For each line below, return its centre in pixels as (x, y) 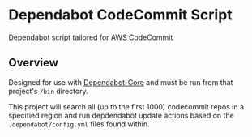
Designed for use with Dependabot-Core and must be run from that (121, 82)
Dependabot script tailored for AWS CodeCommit (91, 37)
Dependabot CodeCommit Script (120, 15)
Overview (34, 63)
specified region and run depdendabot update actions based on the (122, 115)
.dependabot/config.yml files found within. (79, 124)
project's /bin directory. (49, 91)
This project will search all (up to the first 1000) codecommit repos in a (126, 106)
